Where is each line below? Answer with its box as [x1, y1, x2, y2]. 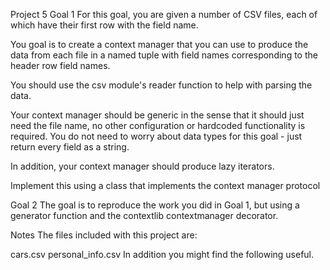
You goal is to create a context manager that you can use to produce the [10, 39, 309, 50]
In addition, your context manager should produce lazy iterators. [10, 160, 275, 172]
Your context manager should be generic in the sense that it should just [10, 109, 305, 121]
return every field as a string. [10, 141, 130, 153]
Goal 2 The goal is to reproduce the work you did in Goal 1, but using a [10, 199, 300, 211]
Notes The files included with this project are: [10, 229, 198, 241]
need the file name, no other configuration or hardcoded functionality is [10, 120, 306, 131]
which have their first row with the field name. [10, 19, 199, 31]
